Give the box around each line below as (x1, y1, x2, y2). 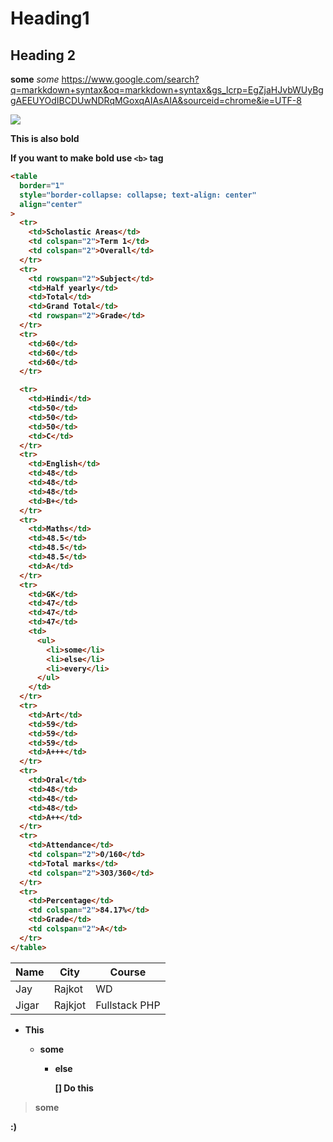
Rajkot (53, 982, 83, 996)
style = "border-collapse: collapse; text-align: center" (19, 190, 257, 200)
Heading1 (10, 7, 90, 30)
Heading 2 (10, 47, 77, 64)
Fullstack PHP (95, 998, 161, 1012)
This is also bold (10, 133, 80, 144)
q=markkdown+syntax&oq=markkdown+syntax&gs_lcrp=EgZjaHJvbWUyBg (10, 84, 324, 96)
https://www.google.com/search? (61, 73, 200, 85)
